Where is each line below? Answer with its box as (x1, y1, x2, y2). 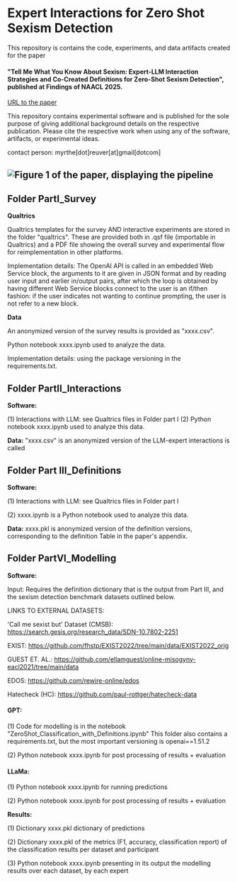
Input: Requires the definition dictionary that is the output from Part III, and (7, 585, 224, 593)
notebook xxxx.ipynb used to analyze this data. (7, 423, 145, 431)
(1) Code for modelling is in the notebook (7, 722, 126, 730)
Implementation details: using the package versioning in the (7, 355, 182, 363)
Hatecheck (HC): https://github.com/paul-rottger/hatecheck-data (7, 690, 197, 698)
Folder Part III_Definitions (7, 464, 122, 476)
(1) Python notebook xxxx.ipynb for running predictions (7, 783, 168, 791)
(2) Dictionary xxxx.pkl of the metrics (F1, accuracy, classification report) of (7, 838, 228, 847)
